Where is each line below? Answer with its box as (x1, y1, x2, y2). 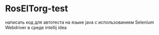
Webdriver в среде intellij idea (5, 24, 67, 30)
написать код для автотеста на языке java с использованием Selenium (5, 19, 154, 25)
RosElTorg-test (5, 3, 68, 14)
